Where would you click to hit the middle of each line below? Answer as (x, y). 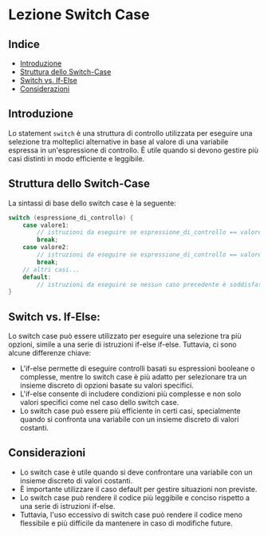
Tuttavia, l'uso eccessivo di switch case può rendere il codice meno (131, 514)
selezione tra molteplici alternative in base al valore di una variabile (118, 141)
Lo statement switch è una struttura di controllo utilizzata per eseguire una (130, 133)
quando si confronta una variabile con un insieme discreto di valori (129, 419)
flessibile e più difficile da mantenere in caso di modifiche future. (126, 523)
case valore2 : (46, 248)
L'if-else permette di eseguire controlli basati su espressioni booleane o (137, 368)
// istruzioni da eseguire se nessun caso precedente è (132, 284)
